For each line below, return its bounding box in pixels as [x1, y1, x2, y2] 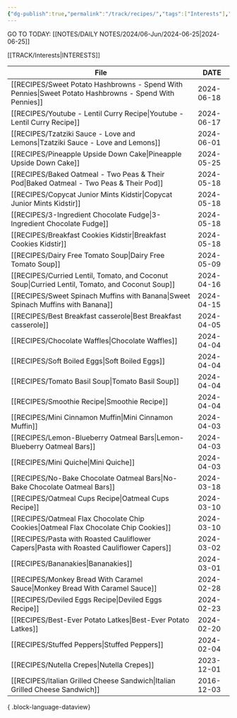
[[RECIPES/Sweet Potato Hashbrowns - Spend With [11, 79, 183, 89]
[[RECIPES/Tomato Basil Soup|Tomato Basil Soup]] [11, 376, 180, 386]
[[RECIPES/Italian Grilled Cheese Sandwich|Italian [11, 676, 176, 686]
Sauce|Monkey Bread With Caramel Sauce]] [11, 583, 157, 593]
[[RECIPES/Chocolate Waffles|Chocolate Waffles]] [11, 335, 178, 345]
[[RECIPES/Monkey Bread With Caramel [11, 574, 143, 584]
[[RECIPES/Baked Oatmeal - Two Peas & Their [11, 169, 165, 179]
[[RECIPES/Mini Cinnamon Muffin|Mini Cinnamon [11, 412, 174, 422]
